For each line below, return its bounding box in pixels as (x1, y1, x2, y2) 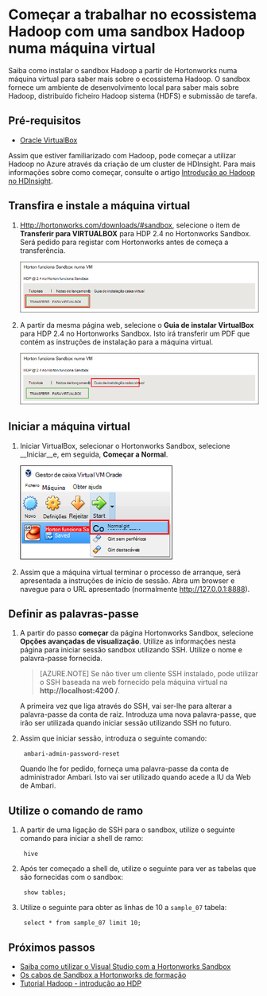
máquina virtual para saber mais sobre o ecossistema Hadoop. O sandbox (8, 74, 250, 84)
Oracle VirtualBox (19, 135, 78, 145)
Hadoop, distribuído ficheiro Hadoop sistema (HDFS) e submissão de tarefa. (8, 91, 257, 100)
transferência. (19, 245, 66, 255)
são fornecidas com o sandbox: (19, 873, 123, 882)
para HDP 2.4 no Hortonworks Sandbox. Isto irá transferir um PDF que (19, 329, 250, 339)
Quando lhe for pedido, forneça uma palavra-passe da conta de (19, 764, 229, 773)
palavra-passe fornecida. (19, 654, 103, 663)
